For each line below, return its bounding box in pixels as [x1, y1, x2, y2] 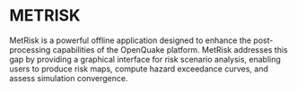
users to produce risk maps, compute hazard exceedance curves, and [9, 63, 269, 74]
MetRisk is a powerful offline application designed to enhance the [9, 35, 252, 46]
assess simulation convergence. [9, 72, 128, 83]
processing [9, 44, 51, 54]
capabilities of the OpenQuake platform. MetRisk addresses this [52, 44, 289, 54]
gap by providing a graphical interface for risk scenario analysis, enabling [9, 54, 281, 64]
